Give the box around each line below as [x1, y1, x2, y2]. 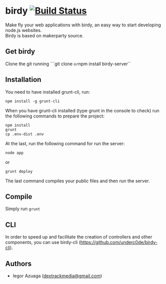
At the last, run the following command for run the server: [5, 140, 125, 146]
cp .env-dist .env [5, 132, 44, 137]
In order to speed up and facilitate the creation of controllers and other [5, 234, 153, 240]
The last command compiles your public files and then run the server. [5, 178, 150, 184]
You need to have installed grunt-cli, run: [5, 89, 90, 95]
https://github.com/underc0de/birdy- [80, 239, 158, 246]
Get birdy [5, 47, 35, 56]
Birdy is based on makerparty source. [5, 32, 84, 38]
